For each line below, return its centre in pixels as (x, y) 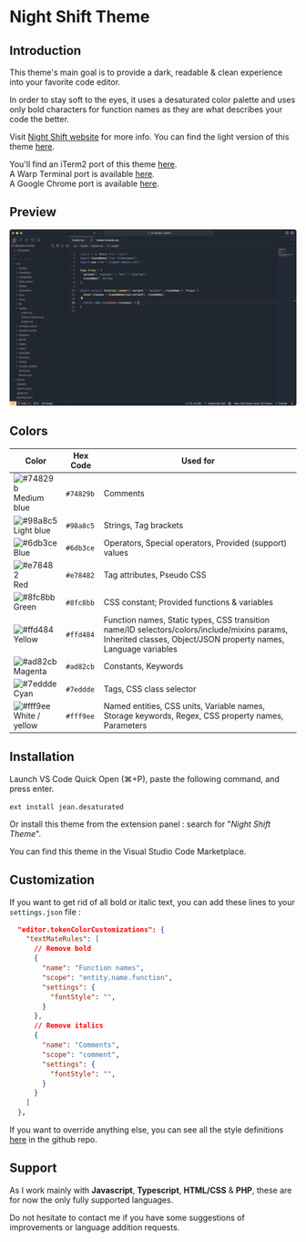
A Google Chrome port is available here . (84, 183)
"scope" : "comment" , (81, 1054)
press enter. (32, 788)
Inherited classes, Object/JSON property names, (194, 639)
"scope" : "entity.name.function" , (107, 977)
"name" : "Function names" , (93, 968)
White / (27, 716)
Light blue (32, 530)
